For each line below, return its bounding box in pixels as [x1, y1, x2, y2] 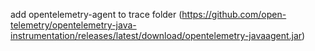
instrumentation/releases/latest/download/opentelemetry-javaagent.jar [10, 30, 303, 41]
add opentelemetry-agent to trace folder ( [10, 9, 183, 20]
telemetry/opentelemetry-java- [10, 19, 137, 31]
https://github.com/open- [181, 9, 287, 20]
